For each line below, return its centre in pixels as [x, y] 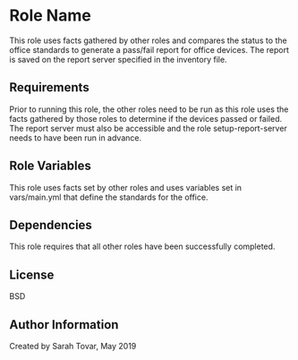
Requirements [49, 87]
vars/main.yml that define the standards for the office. [109, 197]
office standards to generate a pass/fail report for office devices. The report [149, 49]
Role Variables [50, 166]
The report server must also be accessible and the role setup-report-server [149, 128]
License [32, 274]
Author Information [64, 325]
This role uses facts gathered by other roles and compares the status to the [149, 40]
